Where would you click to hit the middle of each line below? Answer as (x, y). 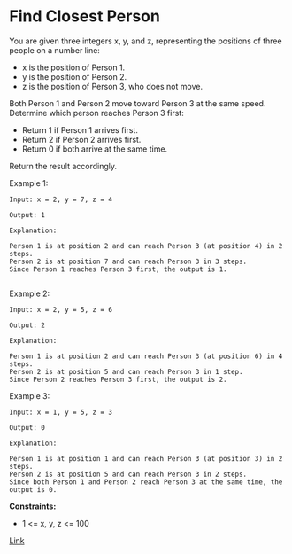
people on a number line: (54, 50)
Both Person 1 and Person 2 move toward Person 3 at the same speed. (138, 103)
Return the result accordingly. (63, 166)
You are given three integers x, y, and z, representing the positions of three (146, 41)
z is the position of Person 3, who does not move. (112, 86)
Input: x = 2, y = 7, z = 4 (61, 199)
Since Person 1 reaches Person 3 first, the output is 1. (118, 269)
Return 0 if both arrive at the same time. (95, 149)
